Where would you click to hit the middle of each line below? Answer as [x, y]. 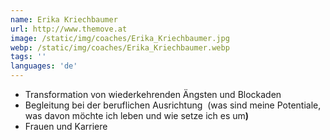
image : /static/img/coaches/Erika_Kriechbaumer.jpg [120, 38]
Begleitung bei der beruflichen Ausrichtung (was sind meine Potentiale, [173, 105]
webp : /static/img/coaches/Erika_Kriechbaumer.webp [120, 47]
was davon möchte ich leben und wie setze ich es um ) [137, 115]
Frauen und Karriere [66, 126]
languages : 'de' [44, 66]
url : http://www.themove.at [69, 29]
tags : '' [28, 57]
